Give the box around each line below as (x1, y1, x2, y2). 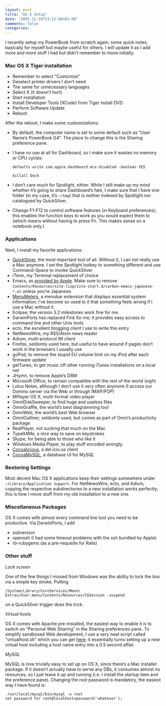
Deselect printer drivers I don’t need (12, 79, 86, 85)
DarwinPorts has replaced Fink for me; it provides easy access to (12, 315, 145, 321)
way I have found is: (5, 682, 46, 688)
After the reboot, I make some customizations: (5, 120, 99, 126)
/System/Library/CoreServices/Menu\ (5, 588, 81, 593)
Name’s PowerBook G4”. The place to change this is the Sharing (12, 135, 143, 141)
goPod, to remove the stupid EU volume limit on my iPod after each (12, 351, 149, 357)
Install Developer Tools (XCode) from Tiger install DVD (12, 100, 123, 106)
